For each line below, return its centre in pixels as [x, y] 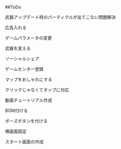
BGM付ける [17, 110]
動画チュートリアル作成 [29, 100]
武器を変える [18, 48]
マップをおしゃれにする [29, 79]
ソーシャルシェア [22, 59]
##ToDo [13, 7]
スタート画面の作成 [24, 142]
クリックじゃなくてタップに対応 [37, 90]
